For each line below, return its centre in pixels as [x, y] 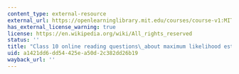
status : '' [23, 40]
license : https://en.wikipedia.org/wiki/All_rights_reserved [100, 33]
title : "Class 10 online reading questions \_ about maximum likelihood [114, 47]
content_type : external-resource [57, 14]
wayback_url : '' [31, 60]
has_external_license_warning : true [62, 27]
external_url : [28, 20]
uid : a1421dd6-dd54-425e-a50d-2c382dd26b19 [73, 54]
